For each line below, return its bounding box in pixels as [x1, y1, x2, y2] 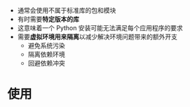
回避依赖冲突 [27, 59, 65, 67]
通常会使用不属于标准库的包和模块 [17, 6, 116, 14]
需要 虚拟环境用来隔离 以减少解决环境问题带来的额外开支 [17, 32, 177, 41]
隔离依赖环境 [27, 50, 65, 58]
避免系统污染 [27, 42, 65, 49]
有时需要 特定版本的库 [17, 15, 79, 23]
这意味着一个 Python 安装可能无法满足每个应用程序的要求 [17, 24, 184, 32]
